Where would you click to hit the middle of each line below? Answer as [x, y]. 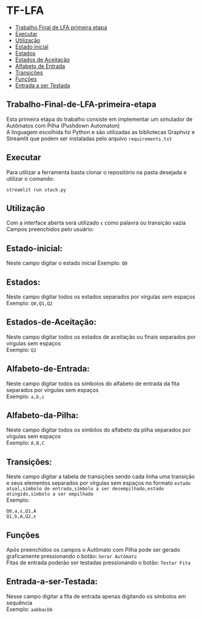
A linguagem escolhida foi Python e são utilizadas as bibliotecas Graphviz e [101, 132]
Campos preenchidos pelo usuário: [50, 229]
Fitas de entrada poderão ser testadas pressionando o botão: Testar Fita [99, 563]
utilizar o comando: [30, 178]
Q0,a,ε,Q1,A [21, 511]
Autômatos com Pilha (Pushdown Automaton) [63, 126]
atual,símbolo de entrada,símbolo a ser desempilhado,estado [85, 489]
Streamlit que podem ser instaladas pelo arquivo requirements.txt [89, 138]
